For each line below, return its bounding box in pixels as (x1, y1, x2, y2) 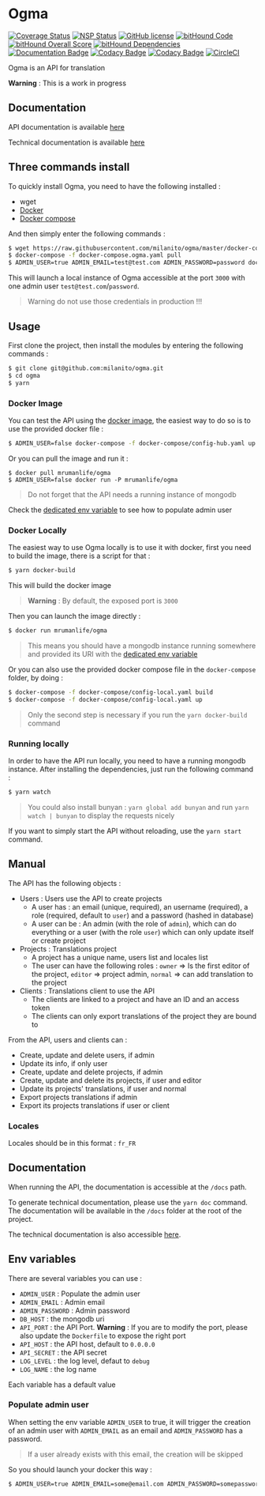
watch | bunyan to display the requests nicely (27, 811, 175, 820)
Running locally (8, 738, 69, 749)
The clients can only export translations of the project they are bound (31, 1011, 257, 1020)
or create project (31, 936, 87, 945)
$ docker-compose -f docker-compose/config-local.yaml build (8, 688, 214, 696)
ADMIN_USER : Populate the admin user (19, 1289, 140, 1298)
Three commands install (8, 160, 130, 174)
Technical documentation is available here (8, 138, 145, 147)
